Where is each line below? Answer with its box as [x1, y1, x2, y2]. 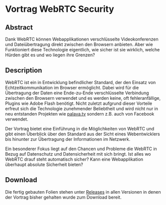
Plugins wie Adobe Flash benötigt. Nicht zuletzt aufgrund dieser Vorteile [5, 100, 153, 106]
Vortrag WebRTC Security [5, 3, 114, 15]
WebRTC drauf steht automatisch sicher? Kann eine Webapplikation [5, 156, 144, 162]
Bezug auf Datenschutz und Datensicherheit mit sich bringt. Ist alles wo [5, 151, 151, 157]
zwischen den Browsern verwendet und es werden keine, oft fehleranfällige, [5, 95, 161, 101]
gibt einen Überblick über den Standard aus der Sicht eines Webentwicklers [5, 131, 160, 137]
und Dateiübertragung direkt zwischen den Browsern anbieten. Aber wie [5, 41, 153, 47]
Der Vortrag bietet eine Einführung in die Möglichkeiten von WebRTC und [5, 125, 155, 131]
